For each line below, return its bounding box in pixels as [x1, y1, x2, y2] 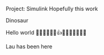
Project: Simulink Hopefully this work [5, 5, 99, 12]
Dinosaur [5, 17, 29, 24]
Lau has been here [5, 43, 53, 50]
